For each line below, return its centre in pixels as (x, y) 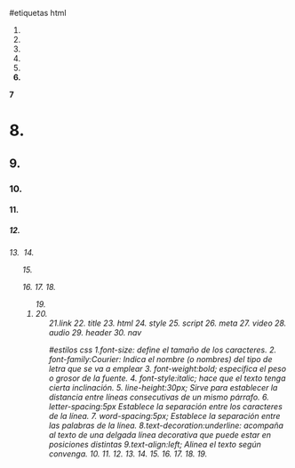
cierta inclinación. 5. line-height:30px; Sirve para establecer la (163, 388)
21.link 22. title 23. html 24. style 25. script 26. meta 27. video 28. (167, 323)
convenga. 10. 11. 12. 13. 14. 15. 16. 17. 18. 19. (128, 454)
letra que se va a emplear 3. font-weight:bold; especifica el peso (167, 369)
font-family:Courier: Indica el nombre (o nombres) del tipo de (160, 359)
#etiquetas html (38, 13)
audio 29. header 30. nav (95, 333)
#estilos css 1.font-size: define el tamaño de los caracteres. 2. (163, 350)
